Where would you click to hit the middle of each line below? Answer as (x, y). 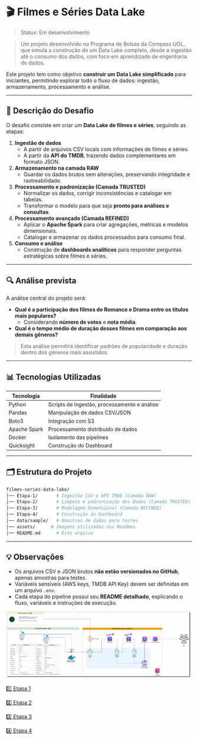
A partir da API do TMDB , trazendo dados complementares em (100, 155)
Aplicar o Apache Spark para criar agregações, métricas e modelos (106, 224)
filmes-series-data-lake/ (38, 489)
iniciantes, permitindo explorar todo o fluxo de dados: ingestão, (83, 80)
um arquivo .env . (35, 590)
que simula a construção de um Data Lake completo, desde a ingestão (106, 50)
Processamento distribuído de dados (93, 429)
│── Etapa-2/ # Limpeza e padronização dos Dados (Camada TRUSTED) (99, 502)
